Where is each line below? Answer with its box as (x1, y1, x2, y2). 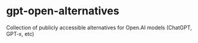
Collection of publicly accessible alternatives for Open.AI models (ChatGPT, (6, 24, 192, 31)
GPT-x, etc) (6, 30, 35, 37)
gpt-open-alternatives (6, 4, 119, 18)
